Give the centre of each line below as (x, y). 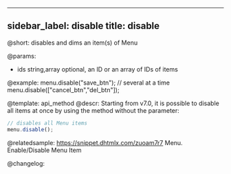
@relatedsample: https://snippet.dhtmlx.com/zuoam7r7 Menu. (95, 142)
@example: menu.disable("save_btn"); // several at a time (89, 83)
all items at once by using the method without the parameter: (93, 110)
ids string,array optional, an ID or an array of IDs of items (98, 69)
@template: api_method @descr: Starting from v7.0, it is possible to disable (113, 103)
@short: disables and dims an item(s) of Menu (73, 43)
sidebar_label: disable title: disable (84, 26)
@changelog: (26, 163)
